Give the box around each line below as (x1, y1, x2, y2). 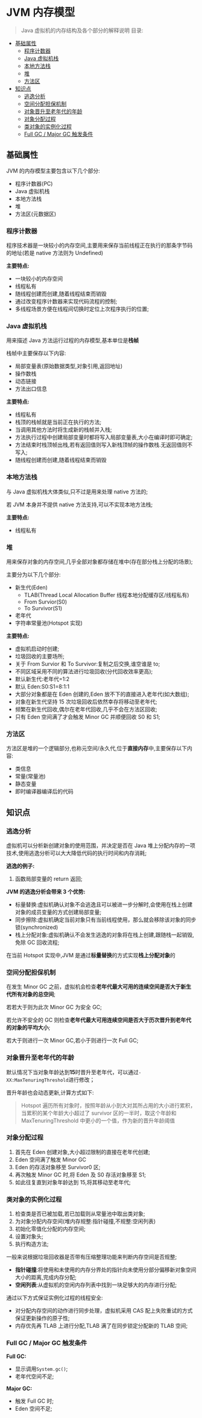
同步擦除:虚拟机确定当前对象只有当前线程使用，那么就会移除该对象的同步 (14, 915, 197, 923)
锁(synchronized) (14, 923, 58, 931)
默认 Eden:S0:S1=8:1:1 (14, 682, 70, 690)
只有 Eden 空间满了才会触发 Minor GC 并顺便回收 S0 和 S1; (14, 713, 161, 721)
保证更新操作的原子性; (14, 1314, 71, 1322)
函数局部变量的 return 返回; (14, 875, 83, 882)
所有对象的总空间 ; (11, 991, 56, 998)
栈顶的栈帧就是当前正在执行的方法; (14, 418, 102, 426)
